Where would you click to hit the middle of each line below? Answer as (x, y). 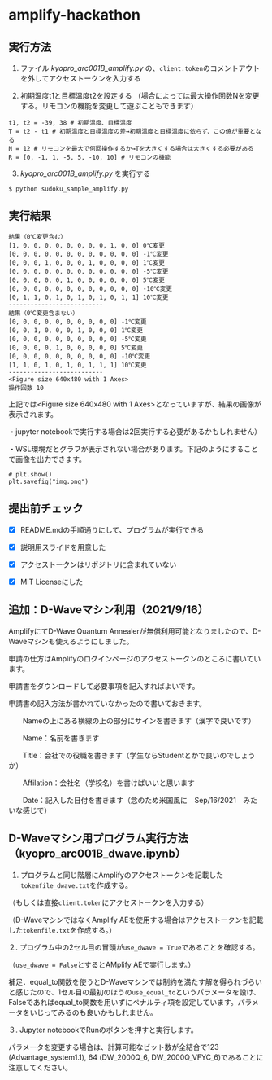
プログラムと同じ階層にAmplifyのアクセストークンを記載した (122, 875)
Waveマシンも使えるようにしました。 (71, 641)
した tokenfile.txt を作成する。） (63, 929)
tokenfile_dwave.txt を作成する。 (76, 885)
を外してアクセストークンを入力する (80, 78)
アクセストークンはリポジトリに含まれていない (98, 564)
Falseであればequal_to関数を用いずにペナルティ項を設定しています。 (123, 1002)
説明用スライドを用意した (63, 547)
